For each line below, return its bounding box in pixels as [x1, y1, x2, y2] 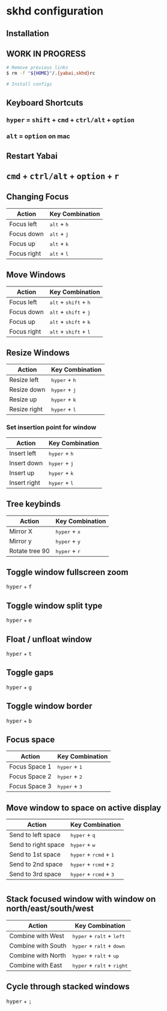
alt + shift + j [49, 308, 91, 316]
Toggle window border [6, 701, 93, 711]
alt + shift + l [49, 327, 91, 335]
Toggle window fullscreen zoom [6, 567, 129, 577]
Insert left [9, 449, 37, 457]
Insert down [9, 458, 43, 467]
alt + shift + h [49, 297, 91, 306]
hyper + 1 [57, 762, 83, 771]
